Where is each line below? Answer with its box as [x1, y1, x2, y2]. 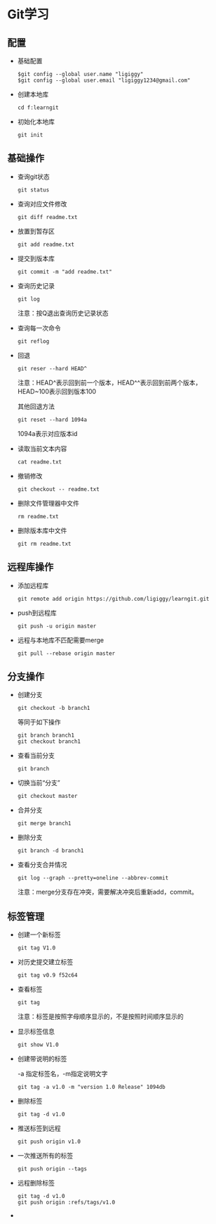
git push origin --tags [17, 1166, 88, 1173]
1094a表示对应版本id [17, 429, 78, 437]
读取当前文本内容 [17, 444, 67, 453]
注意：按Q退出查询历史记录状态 [17, 308, 109, 317]
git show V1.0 [17, 1042, 59, 1049]
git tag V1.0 [17, 944, 56, 951]
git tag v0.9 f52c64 [17, 972, 78, 979]
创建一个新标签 [17, 930, 61, 939]
